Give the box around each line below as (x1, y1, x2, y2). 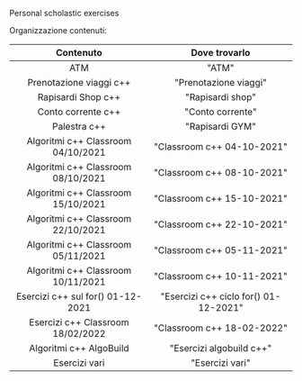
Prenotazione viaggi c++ (27, 77, 131, 88)
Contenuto (55, 47, 103, 59)
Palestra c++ (52, 121, 106, 132)
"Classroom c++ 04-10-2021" (154, 141, 288, 152)
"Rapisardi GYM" (185, 121, 256, 132)
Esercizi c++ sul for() (16, 290, 105, 303)
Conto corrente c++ (37, 105, 121, 118)
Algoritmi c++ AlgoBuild (29, 342, 129, 354)
